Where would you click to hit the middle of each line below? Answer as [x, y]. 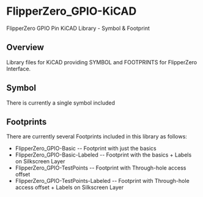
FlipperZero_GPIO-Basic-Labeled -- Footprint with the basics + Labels [103, 155]
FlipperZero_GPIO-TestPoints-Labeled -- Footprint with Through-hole [102, 181]
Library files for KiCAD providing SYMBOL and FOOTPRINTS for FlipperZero [102, 62]
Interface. [19, 69]
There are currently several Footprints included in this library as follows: [97, 136]
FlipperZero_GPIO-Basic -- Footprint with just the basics [86, 149]
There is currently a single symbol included [61, 103]
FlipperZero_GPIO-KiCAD [72, 11]
